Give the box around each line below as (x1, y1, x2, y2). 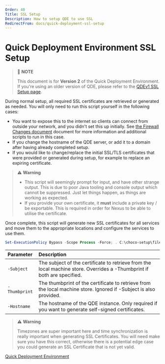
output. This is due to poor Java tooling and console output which (24, 184, 158, 190)
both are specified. (38, 272, 82, 278)
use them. (5, 231, 26, 237)
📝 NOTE (17, 69, 33, 75)
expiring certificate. (12, 160, 52, 166)
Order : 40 (5, 7, 26, 12)
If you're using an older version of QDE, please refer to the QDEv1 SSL (17, 84, 159, 90)
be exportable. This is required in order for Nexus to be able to (24, 205, 151, 212)
